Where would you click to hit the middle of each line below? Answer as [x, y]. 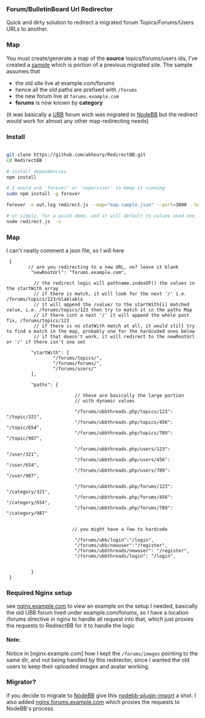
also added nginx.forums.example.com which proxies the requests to [93, 701]
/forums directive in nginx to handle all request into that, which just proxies [100, 619]
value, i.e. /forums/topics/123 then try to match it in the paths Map [99, 310]
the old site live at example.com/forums [65, 83]
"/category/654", [28, 503]
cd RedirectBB [24, 160]
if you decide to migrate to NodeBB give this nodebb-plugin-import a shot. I [101, 695]
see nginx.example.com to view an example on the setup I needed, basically [102, 606]
